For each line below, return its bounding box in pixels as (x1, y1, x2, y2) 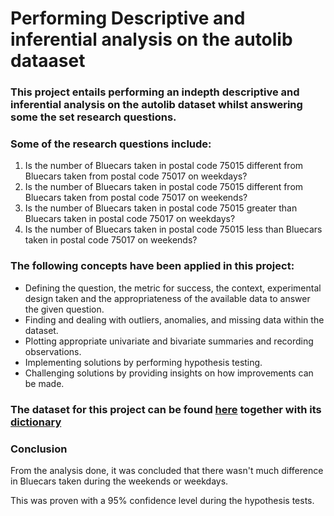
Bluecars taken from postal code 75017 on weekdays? (24, 170, 248, 182)
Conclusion (10, 442, 68, 456)
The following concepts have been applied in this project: (10, 259, 295, 273)
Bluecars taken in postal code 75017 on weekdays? (24, 213, 236, 225)
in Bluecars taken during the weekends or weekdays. (10, 475, 229, 487)
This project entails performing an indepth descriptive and (10, 85, 300, 99)
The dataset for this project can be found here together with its (10, 402, 322, 416)
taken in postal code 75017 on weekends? (24, 234, 198, 246)
